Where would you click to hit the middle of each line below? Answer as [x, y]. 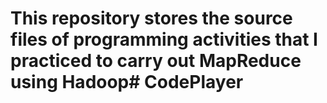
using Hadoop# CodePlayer [127, 82]
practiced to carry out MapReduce [156, 61]
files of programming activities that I [164, 39]
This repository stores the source [151, 18]
